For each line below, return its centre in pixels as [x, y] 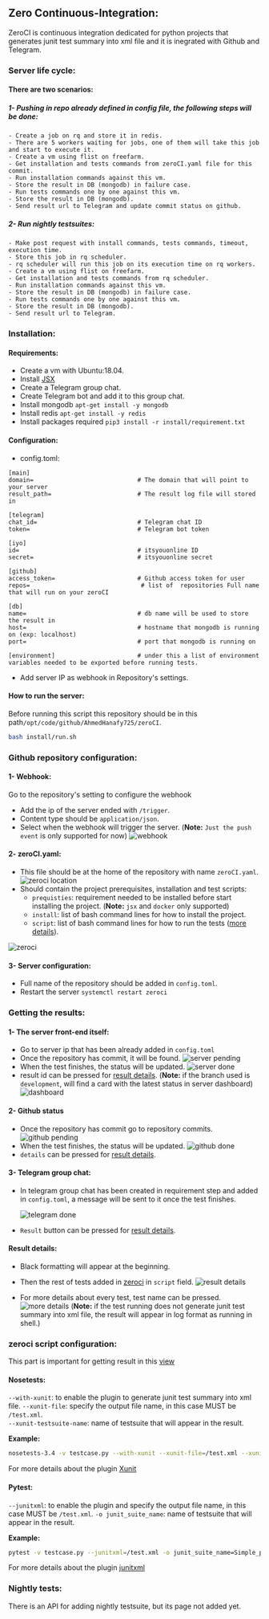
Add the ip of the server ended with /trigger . [95, 809]
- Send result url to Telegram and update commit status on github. [125, 206]
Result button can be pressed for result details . [98, 1230]
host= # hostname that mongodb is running [134, 627]
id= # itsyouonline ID [103, 550]
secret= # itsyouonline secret [111, 557]
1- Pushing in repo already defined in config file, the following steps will [130, 108]
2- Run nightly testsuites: [51, 223]
